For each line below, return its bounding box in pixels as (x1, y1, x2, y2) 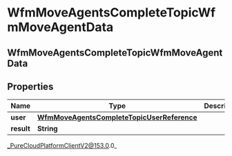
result (10, 124, 31, 133)
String (37, 124, 58, 133)
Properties (7, 80, 54, 92)
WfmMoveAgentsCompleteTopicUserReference (37, 113, 197, 122)
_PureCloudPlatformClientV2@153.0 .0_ (7, 142, 117, 150)
